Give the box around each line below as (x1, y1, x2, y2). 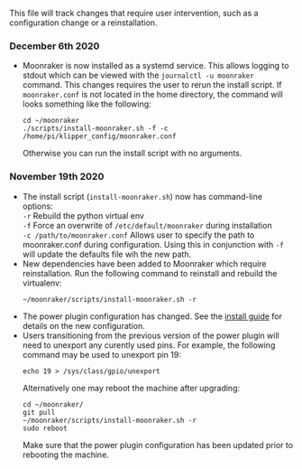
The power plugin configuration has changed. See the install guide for (22, 311, 282, 322)
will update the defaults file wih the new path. (22, 249, 192, 259)
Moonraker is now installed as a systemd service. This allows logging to (22, 61, 289, 71)
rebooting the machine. (22, 449, 110, 460)
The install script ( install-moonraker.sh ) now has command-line (22, 191, 263, 202)
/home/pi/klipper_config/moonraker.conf (22, 132, 177, 141)
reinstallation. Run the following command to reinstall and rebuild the (22, 267, 278, 278)
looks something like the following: (22, 98, 151, 109)
